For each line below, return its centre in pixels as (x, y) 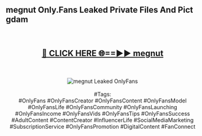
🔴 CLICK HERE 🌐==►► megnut (103, 53)
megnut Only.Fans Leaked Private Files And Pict (99, 10)
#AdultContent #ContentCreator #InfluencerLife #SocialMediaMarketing (103, 120)
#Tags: (103, 94)
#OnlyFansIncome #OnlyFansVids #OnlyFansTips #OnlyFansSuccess (103, 113)
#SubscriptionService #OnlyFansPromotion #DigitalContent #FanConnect (103, 126)
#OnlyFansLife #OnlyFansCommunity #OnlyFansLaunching (103, 107)
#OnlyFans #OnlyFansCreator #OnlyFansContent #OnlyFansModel (103, 101)
